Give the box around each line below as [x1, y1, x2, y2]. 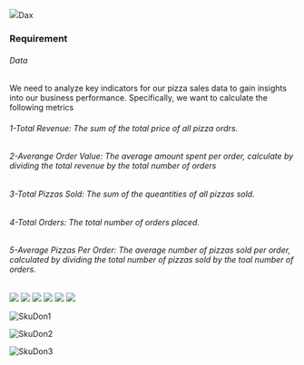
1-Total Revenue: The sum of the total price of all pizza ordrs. [9, 122, 239, 133]
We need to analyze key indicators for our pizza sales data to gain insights [9, 82, 288, 94]
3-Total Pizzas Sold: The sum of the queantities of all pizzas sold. [9, 188, 256, 199]
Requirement [9, 32, 68, 44]
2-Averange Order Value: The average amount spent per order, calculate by [9, 150, 294, 162]
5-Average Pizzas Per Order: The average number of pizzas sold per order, [9, 245, 291, 255]
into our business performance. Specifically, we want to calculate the [9, 92, 268, 103]
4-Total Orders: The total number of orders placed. [9, 216, 200, 227]
